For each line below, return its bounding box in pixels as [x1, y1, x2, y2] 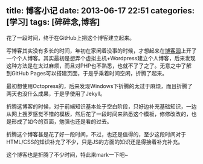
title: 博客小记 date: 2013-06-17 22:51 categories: [6, 5, 195, 16]
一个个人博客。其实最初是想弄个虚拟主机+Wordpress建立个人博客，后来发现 [6, 54, 196, 61]
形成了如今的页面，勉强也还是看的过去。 [11, 118, 112, 125]
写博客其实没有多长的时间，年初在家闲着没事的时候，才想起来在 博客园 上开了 [6, 47, 197, 54]
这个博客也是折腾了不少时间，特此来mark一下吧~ [6, 151, 129, 158]
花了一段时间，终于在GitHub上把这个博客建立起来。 [6, 34, 135, 41]
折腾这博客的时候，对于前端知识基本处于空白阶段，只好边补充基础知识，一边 [6, 102, 197, 110]
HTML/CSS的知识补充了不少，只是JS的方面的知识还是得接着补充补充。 [6, 138, 184, 145]
